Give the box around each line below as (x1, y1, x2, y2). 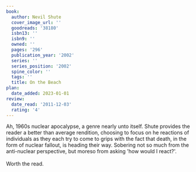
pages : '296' (11, 47, 43, 53)
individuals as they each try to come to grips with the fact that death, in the (6, 136, 187, 143)
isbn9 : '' (11, 36, 35, 42)
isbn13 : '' (11, 31, 38, 36)
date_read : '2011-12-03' (11, 101, 72, 107)
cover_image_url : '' (11, 19, 61, 25)
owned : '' (11, 42, 35, 48)
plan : (6, 85, 19, 91)
